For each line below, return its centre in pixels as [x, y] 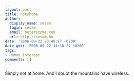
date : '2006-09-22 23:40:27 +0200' [41, 41]
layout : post [18, 10]
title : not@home [21, 14]
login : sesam [23, 28]
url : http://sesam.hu [31, 37]
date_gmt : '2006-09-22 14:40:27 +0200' [46, 46]
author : [13, 19]
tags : [10, 50]
